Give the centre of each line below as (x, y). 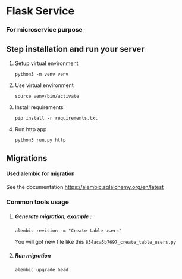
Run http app (31, 129)
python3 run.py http (40, 140)
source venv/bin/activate (47, 96)
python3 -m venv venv (41, 74)
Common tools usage (38, 202)
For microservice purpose (44, 30)
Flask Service (40, 11)
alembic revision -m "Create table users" (68, 231)
